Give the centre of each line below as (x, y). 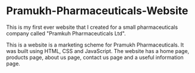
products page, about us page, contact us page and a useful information (95, 57)
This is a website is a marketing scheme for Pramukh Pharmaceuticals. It (95, 45)
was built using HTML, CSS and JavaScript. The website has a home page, (98, 51)
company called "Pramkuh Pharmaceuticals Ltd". (66, 33)
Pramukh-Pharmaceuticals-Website (97, 11)
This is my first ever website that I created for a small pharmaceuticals (92, 27)
